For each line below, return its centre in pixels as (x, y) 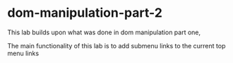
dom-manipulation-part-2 (85, 13)
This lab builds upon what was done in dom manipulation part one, (104, 32)
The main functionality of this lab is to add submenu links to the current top (116, 45)
